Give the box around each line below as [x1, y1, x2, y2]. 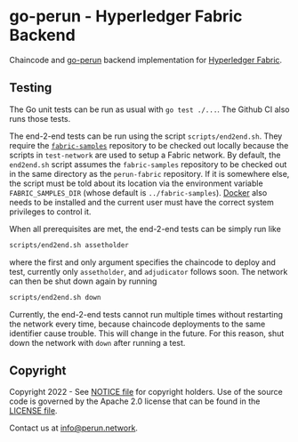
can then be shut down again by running [9, 276, 157, 286]
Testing [9, 80, 52, 95]
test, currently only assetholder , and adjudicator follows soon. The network [9, 266, 288, 277]
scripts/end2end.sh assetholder [9, 240, 129, 250]
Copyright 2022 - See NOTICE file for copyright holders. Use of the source [9, 387, 283, 398]
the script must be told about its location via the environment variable [9, 178, 264, 189]
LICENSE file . [9, 406, 58, 416]
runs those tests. [9, 113, 71, 124]
